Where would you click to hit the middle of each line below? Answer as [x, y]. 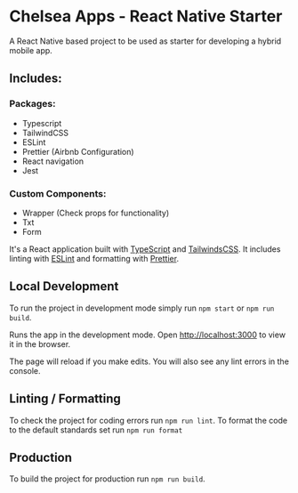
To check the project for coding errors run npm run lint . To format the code [148, 420]
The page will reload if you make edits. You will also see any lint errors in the [149, 361]
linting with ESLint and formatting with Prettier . [94, 258]
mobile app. [31, 50]
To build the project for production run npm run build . [108, 479]
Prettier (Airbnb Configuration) [78, 151]
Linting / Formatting [65, 399]
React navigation [53, 161]
